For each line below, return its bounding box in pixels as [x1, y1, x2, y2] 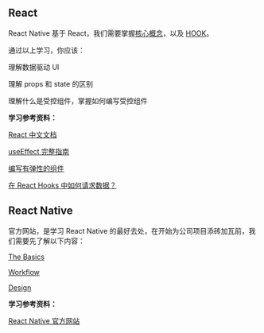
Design [8, 282, 32, 292]
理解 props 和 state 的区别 [8, 79, 94, 88]
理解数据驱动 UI [8, 62, 60, 72]
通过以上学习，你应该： [8, 45, 85, 55]
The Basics [8, 252, 45, 261]
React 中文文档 [8, 130, 57, 139]
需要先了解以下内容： [14, 236, 85, 246]
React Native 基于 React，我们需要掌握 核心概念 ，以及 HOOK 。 [8, 28, 214, 38]
